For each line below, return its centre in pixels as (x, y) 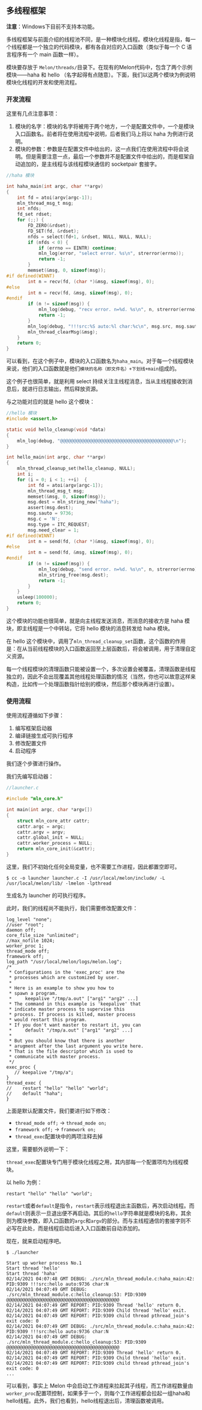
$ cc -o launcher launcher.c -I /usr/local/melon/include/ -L (86, 878)
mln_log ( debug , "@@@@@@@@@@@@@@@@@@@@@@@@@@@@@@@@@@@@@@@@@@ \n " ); (102, 441)
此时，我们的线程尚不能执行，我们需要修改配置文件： (72, 908)
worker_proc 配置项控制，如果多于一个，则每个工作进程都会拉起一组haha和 (98, 1393)
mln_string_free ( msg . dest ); (74, 575)
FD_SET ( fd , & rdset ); (54, 231)
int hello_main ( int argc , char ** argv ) (56, 457)
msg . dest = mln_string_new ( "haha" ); (74, 502)
